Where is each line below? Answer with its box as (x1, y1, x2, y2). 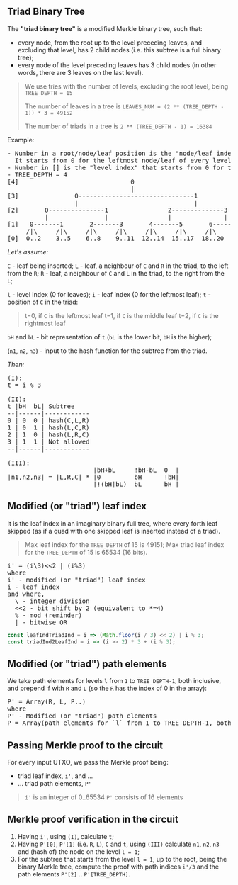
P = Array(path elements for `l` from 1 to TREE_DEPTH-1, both (7, 719, 232, 727)
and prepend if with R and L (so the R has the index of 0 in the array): (7, 684, 208, 693)
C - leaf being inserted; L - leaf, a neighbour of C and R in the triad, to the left (7, 261, 229, 270)
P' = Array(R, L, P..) (7, 698, 86, 706)
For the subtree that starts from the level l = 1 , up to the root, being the (17, 855, 227, 863)
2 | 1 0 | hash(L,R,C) (7, 430, 90, 439)
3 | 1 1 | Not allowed (7, 437, 90, 446)
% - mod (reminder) (14, 611, 83, 619)
